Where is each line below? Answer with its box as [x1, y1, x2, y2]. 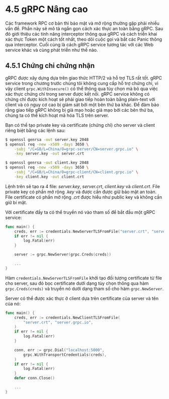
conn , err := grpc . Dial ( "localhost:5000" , [14, 347, 105, 353]
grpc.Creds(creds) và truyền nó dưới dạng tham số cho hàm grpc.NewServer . [5, 285, 164, 291]
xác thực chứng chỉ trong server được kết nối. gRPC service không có [5, 91, 150, 97]
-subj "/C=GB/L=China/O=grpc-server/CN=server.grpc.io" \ [14, 146, 138, 151]
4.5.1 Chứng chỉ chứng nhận [5, 61, 95, 70]
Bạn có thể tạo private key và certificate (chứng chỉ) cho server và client [5, 122, 155, 128]
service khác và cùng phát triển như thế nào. [5, 47, 98, 53]
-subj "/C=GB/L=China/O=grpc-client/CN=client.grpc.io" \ [14, 170, 138, 175]
